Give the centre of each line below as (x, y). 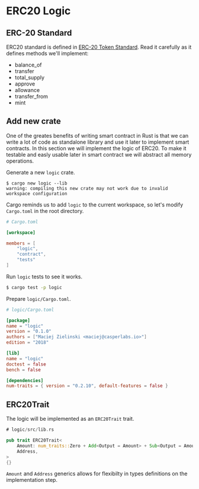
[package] (18, 320)
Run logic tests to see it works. (44, 277)
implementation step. (32, 480)
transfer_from (31, 96)
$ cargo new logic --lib (37, 183)
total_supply (30, 77)
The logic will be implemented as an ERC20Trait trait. (70, 419)
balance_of (28, 65)
